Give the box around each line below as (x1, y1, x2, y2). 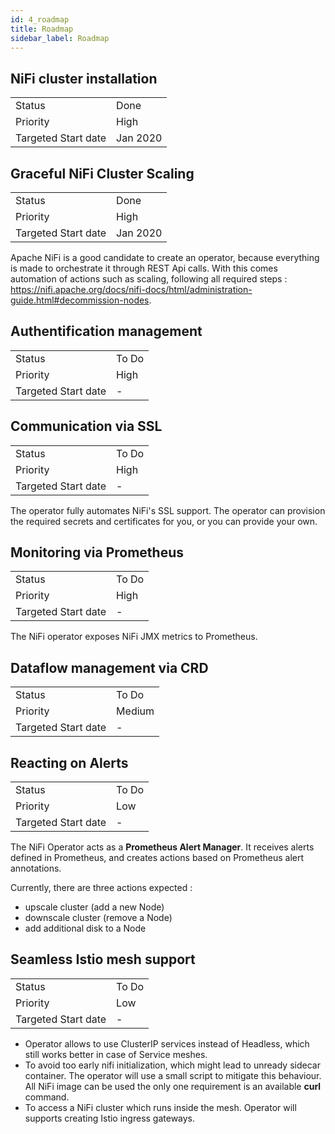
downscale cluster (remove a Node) (24, 912, 173, 924)
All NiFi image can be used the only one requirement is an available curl (24, 1080, 322, 1092)
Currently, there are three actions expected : (10, 882, 193, 894)
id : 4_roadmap (10, 14, 70, 25)
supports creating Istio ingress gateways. (24, 1112, 196, 1124)
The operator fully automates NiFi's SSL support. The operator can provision (10, 504, 326, 516)
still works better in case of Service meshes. (24, 1048, 208, 1060)
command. (24, 1091, 70, 1103)
